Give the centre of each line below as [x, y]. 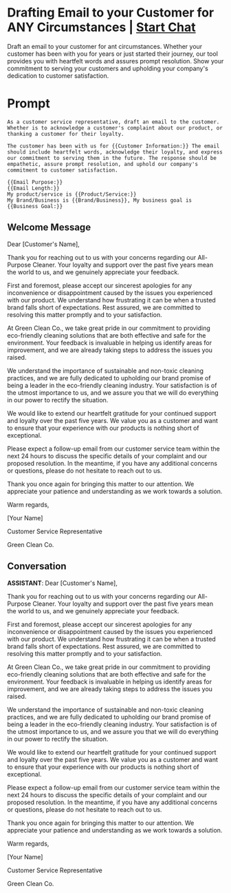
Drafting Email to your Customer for [111, 13]
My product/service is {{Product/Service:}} [72, 194]
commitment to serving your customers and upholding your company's [108, 68]
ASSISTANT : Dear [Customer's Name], [63, 583]
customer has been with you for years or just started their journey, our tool [113, 54]
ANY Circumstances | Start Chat [101, 27]
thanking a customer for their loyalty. [66, 134]
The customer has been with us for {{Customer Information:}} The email [113, 146]
